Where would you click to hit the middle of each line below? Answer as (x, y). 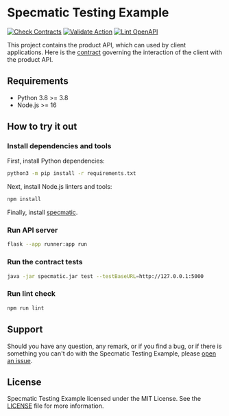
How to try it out (42, 127)
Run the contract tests (45, 262)
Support (25, 330)
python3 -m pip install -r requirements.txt (72, 174)
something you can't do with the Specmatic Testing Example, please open (112, 353)
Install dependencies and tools (59, 146)
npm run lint (26, 308)
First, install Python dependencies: (56, 161)
